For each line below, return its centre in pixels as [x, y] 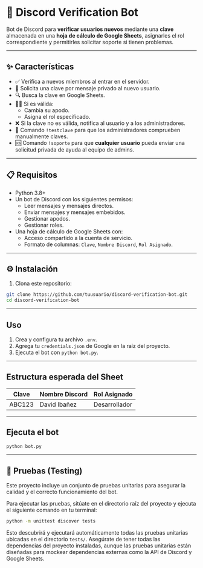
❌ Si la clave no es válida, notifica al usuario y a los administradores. [100, 123]
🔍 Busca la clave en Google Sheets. [60, 95]
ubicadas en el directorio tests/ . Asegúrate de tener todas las [83, 540]
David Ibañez [58, 404]
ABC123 [22, 404]
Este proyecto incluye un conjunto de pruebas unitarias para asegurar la [96, 486]
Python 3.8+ [31, 193]
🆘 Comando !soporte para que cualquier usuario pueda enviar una [100, 142]
